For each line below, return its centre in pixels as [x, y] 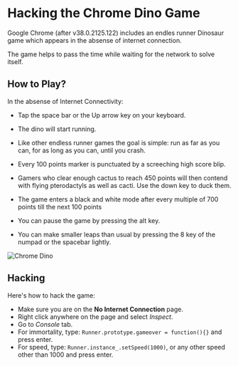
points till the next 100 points [60, 206]
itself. [15, 61]
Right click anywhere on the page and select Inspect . [95, 317]
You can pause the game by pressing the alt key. [89, 220]
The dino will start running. [57, 129]
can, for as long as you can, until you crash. [81, 150]
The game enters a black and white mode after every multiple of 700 [118, 199]
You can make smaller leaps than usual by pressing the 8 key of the [116, 234]
